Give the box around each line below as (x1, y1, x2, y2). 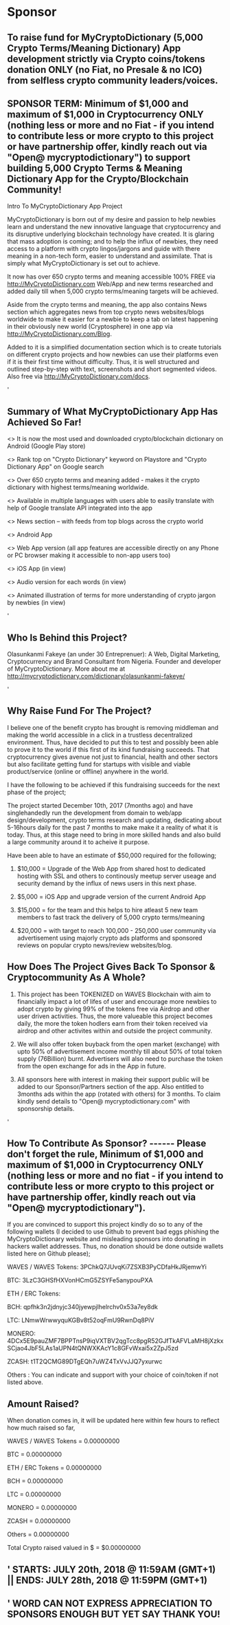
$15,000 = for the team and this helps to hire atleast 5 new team (16, 905, 198, 914)
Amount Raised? (7, 1398, 80, 1410)
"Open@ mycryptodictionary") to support (7, 151, 191, 163)
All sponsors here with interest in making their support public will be (16, 1075, 209, 1084)
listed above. (7, 1378, 43, 1386)
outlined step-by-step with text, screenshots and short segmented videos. (7, 365, 218, 374)
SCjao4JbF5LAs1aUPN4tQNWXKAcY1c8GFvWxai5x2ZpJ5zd (7, 1344, 179, 1353)
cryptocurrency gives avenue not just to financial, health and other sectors (7, 753, 218, 761)
